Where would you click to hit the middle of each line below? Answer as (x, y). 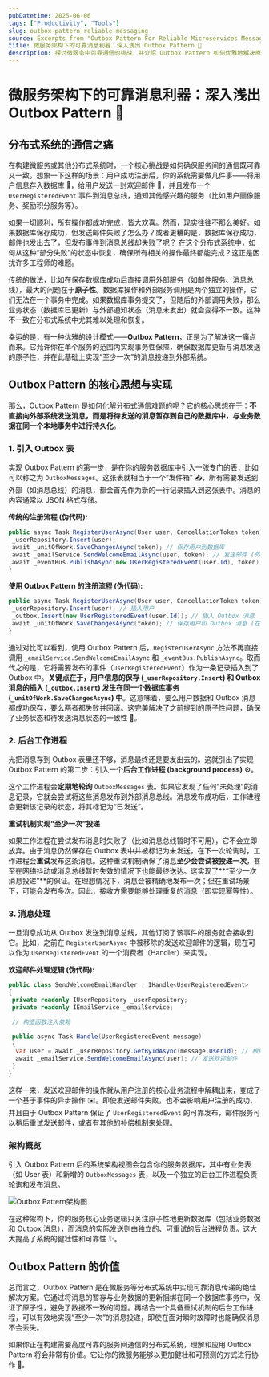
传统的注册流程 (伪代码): (48, 517)
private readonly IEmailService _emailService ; (92, 1007)
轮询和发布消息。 (36, 1184)
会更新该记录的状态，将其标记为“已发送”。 (78, 807)
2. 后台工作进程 (38, 740)
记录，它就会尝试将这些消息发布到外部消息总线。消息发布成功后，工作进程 (138, 796)
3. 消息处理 (30, 914)
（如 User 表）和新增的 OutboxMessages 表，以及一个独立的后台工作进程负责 (133, 1175)
